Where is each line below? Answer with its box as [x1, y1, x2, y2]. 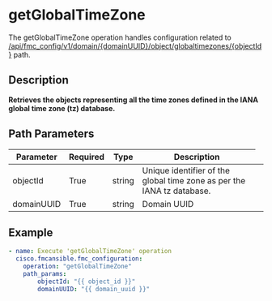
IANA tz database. [142, 185, 211, 196]
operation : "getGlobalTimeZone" [23, 262, 132, 271]
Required [68, 151, 105, 162]
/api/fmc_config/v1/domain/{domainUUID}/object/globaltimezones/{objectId [8, 41, 262, 50]
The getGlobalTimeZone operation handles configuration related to [8, 32, 232, 42]
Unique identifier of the [142, 165, 231, 176]
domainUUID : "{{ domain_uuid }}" [37, 285, 151, 293]
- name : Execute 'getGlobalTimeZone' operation [8, 247, 172, 256]
